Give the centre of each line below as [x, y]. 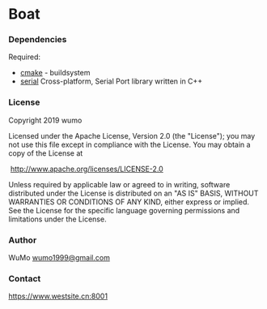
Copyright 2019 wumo [45, 120]
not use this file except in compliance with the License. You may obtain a [129, 144]
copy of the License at [46, 153]
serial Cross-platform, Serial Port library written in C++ [111, 81]
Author [23, 240]
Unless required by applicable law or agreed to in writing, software [119, 184]
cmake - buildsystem [55, 73]
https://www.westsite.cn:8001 [58, 296]
